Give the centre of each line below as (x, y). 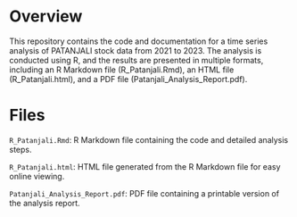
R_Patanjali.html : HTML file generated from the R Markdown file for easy (145, 166)
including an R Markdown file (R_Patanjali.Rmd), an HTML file (122, 70)
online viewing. (37, 176)
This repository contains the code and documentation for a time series (139, 41)
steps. (21, 149)
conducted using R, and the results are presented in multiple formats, (136, 60)
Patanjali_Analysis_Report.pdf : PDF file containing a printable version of (144, 193)
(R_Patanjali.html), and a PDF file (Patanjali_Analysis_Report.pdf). (128, 79)
